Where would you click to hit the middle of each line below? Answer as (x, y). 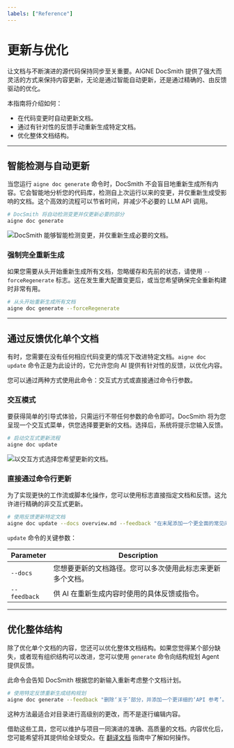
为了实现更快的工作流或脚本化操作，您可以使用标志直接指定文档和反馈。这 (114, 495)
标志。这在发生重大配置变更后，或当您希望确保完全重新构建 (141, 280)
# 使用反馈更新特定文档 (37, 517)
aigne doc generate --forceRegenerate (63, 309)
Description (138, 556)
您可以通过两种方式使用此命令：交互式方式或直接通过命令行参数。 (102, 380)
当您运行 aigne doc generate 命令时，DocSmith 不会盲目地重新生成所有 (110, 184)
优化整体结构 (35, 630)
